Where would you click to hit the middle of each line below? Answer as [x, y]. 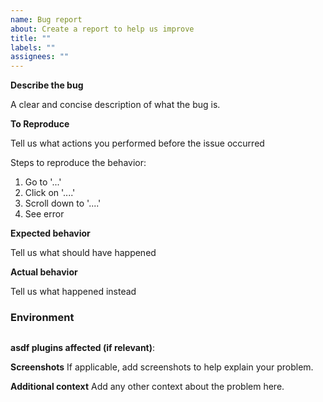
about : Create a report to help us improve [102, 29]
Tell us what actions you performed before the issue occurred [137, 143]
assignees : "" [40, 57]
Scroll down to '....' [63, 203]
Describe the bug [47, 85]
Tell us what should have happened [83, 253]
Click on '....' [50, 193]
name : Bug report [46, 19]
